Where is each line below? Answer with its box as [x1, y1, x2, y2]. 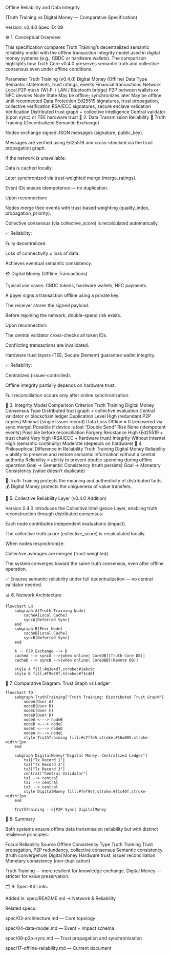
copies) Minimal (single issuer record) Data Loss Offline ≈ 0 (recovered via [5, 419, 163, 424]
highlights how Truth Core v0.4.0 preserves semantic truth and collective [5, 61, 159, 66]
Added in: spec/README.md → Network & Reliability [5, 895, 116, 901]
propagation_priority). [5, 210, 51, 216]
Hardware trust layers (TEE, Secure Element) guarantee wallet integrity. [5, 352, 156, 358]
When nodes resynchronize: [5, 540, 65, 547]
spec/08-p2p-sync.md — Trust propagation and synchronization [5, 935, 142, 941]
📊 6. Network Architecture [5, 592, 62, 598]
